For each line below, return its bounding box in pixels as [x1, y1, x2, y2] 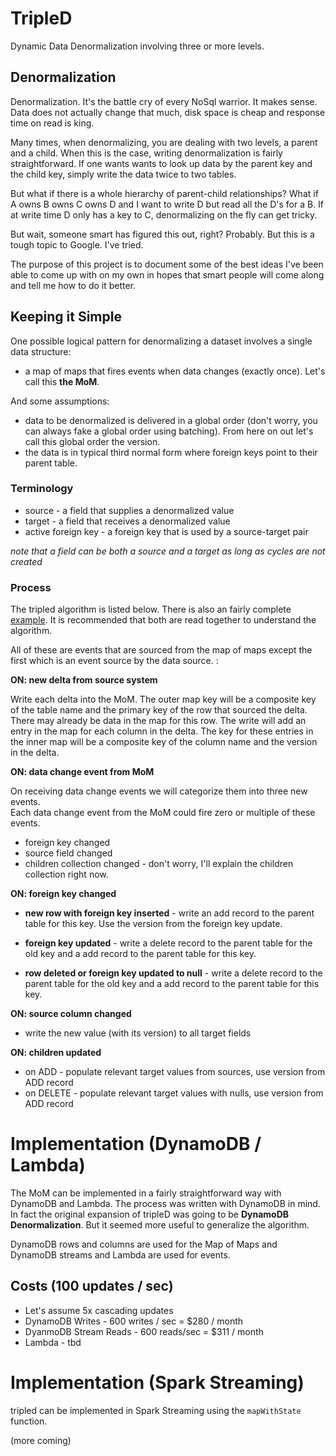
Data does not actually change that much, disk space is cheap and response [10, 106, 326, 118]
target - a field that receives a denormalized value [24, 515, 231, 527]
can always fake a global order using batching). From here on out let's [24, 425, 314, 437]
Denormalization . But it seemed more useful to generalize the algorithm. [10, 1219, 310, 1231]
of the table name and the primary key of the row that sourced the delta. [10, 704, 308, 716]
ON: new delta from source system [10, 674, 158, 686]
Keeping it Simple [10, 308, 122, 326]
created [10, 555, 43, 567]
